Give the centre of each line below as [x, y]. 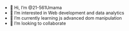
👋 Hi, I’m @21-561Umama [36, 8]
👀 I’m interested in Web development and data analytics [67, 13]
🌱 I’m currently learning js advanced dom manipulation [66, 18]
